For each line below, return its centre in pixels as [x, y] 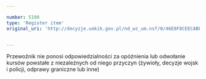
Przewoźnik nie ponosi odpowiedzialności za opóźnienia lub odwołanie [96, 57]
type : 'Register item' [35, 23]
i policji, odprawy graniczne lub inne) [53, 69]
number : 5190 [23, 17]
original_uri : [25, 29]
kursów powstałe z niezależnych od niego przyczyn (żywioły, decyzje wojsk [102, 63]
